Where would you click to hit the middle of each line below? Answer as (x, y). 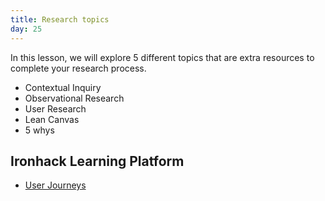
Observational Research (74, 98)
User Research (55, 108)
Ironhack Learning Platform (97, 161)
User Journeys (55, 185)
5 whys (39, 130)
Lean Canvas (52, 119)
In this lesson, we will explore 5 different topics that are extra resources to (162, 57)
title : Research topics (60, 19)
